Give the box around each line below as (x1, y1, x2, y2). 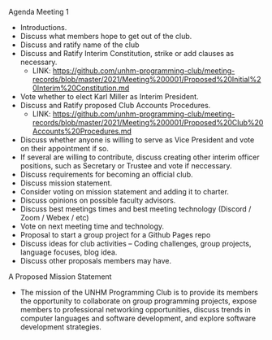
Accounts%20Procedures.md (32, 126, 132, 136)
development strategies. (19, 322, 101, 332)
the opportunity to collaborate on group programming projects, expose (19, 296, 257, 306)
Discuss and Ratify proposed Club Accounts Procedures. (19, 101, 211, 110)
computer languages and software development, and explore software (19, 313, 257, 323)
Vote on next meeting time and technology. (19, 221, 165, 231)
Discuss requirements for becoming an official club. (19, 170, 193, 179)
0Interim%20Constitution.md (32, 83, 130, 93)
